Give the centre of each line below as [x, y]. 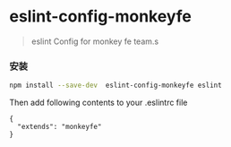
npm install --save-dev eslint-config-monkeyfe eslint [115, 86]
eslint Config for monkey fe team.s [95, 41]
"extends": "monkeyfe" [60, 127]
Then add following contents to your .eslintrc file [98, 103]
